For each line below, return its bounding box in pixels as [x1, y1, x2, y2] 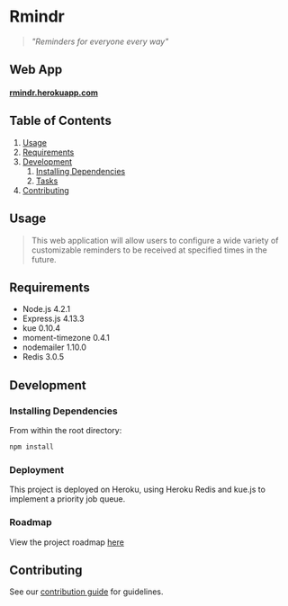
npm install [9, 442, 54, 451]
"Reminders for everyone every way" [31, 36, 169, 47]
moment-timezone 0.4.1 [22, 333, 110, 343]
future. [31, 254, 57, 264]
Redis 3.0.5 [22, 352, 65, 362]
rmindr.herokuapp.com [9, 87, 99, 98]
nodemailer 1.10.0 [22, 342, 87, 352]
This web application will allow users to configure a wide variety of [31, 235, 279, 245]
